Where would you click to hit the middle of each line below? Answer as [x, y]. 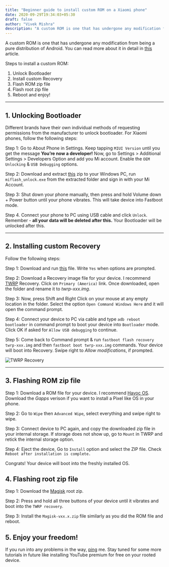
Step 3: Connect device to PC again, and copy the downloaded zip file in [80, 428]
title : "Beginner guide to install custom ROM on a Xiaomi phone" [76, 10]
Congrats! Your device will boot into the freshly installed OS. [67, 463]
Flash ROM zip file [31, 84]
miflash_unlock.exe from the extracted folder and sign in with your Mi [77, 179]
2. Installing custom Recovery [53, 246]
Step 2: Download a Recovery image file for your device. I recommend [78, 278]
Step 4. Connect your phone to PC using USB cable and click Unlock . [76, 215]
